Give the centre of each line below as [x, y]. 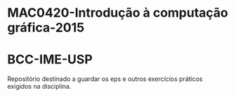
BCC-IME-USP [50, 60]
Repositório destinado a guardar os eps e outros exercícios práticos [105, 79]
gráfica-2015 [46, 28]
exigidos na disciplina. [39, 87]
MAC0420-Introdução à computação [118, 13]
